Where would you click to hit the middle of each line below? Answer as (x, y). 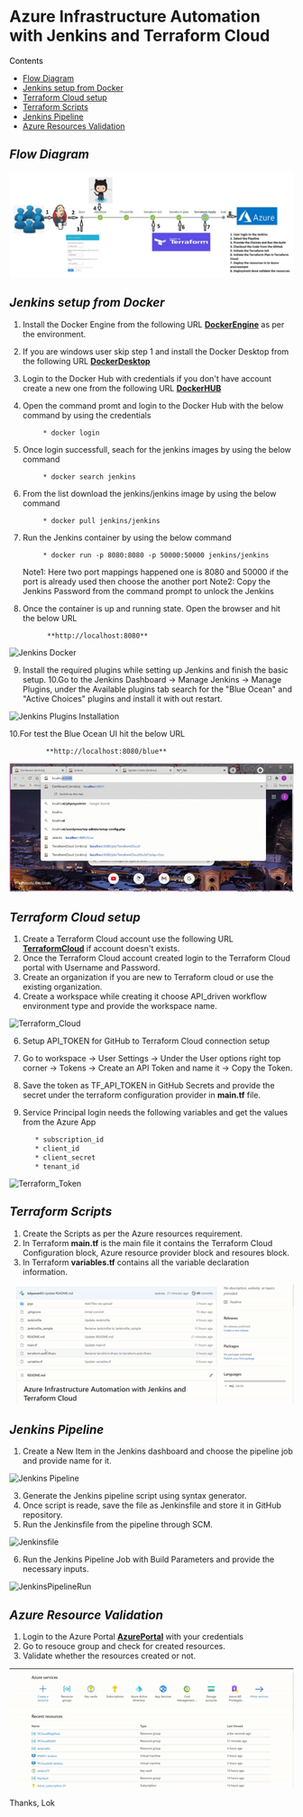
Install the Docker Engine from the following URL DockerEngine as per (153, 324)
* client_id (57, 1149)
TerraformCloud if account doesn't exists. (101, 949)
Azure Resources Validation (73, 126)
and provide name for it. (67, 1461)
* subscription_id (69, 1140)
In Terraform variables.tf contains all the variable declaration (136, 1262)
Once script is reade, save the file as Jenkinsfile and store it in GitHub (152, 1505)
